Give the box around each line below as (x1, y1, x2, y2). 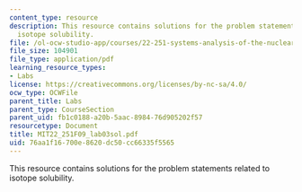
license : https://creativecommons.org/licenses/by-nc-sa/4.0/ (9, 80, 247, 89)
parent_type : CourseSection (9, 105, 115, 114)
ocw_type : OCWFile (9, 88, 78, 97)
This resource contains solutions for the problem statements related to (9, 162, 271, 173)
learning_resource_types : (9, 64, 106, 73)
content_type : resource (9, 13, 99, 22)
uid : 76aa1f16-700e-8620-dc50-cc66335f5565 (9, 138, 175, 147)
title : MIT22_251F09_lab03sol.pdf (9, 130, 139, 139)
